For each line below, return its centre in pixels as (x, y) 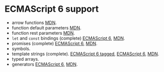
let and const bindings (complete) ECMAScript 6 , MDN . (68, 38)
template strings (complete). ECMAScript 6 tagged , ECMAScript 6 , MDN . (85, 54)
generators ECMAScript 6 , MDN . (45, 64)
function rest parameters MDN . (43, 33)
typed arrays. (25, 59)
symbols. (21, 48)
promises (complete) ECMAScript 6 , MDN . (54, 43)
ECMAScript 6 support (52, 9)
